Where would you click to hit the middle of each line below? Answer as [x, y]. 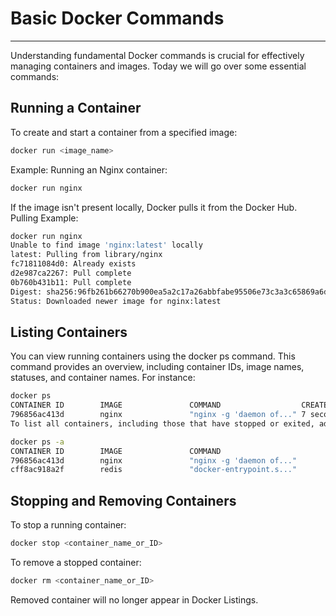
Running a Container [76, 108]
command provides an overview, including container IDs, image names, [157, 367]
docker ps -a [37, 442]
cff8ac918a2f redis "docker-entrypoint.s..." [154, 470]
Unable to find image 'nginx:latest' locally [106, 245]
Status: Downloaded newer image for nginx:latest [116, 301]
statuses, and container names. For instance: [103, 378]
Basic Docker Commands [117, 18]
